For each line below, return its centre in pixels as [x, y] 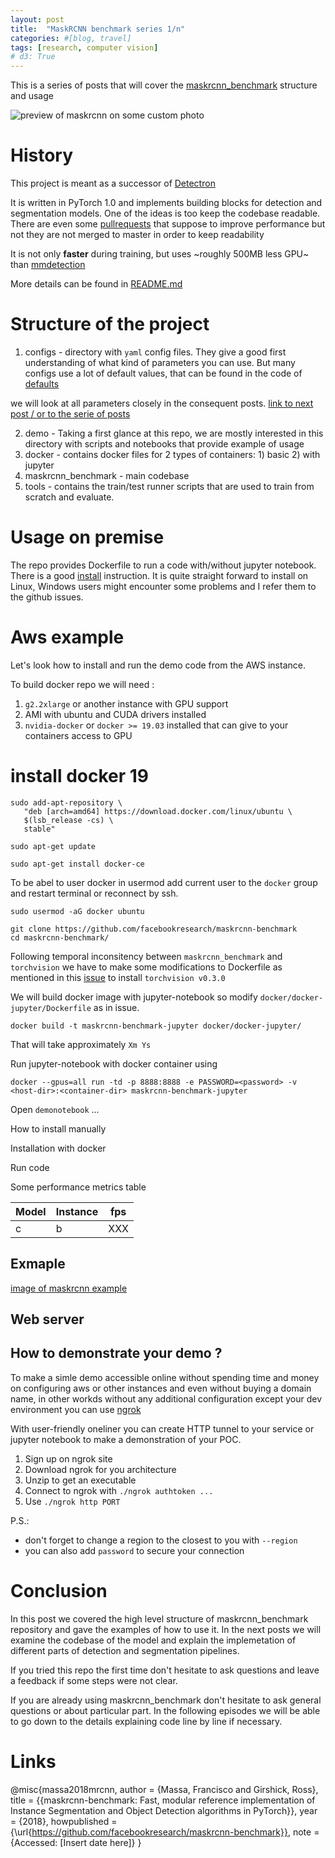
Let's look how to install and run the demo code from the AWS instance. [158, 665]
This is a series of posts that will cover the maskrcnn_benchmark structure [164, 85]
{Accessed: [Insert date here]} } [76, 1842]
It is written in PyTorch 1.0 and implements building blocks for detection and [166, 203]
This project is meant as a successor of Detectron [113, 183]
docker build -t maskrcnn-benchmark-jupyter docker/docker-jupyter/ [156, 1026]
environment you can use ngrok [76, 1409]
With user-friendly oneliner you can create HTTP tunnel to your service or [162, 1428]
